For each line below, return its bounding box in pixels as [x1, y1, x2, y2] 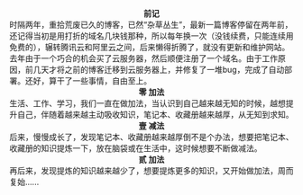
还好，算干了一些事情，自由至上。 [24, 75, 151, 86]
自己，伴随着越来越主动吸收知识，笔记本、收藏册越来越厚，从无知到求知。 [16, 110, 294, 120]
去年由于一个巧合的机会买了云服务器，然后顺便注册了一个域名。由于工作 [9, 53, 278, 64]
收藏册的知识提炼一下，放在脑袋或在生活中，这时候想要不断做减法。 [9, 143, 262, 154]
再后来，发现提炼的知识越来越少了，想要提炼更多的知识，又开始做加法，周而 [9, 165, 294, 176]
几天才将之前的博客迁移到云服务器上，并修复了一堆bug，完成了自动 [32, 65, 285, 75]
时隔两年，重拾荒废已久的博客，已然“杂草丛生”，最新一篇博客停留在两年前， [9, 20, 293, 30]
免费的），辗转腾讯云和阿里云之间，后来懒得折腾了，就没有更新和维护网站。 [9, 42, 290, 52]
